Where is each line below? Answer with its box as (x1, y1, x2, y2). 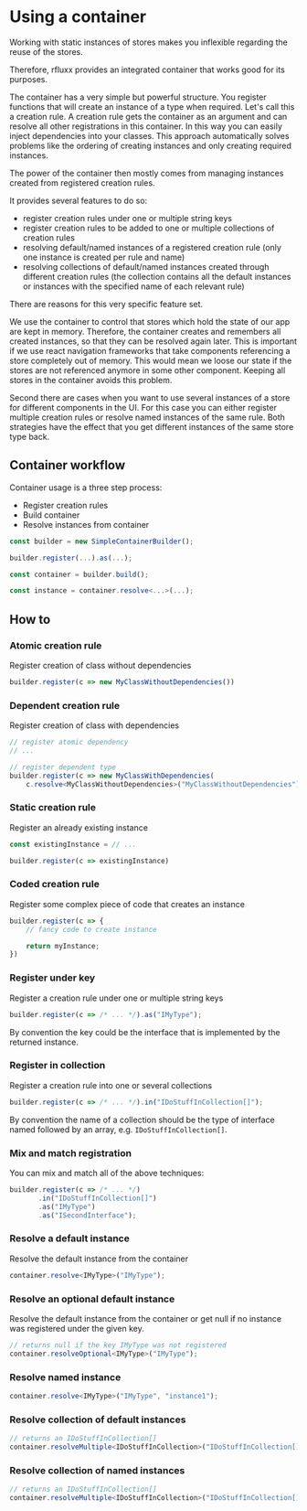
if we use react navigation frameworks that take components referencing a (9, 345, 291, 356)
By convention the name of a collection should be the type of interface (9, 1114, 276, 1125)
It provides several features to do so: (9, 195, 148, 206)
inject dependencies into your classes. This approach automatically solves (9, 130, 290, 141)
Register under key (9, 971, 96, 984)
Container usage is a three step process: (9, 482, 163, 493)
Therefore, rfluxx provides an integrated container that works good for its (9, 64, 285, 75)
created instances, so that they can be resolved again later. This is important (9, 336, 298, 347)
